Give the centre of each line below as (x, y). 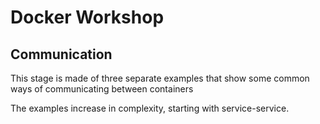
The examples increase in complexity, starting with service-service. (150, 108)
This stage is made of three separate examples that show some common (160, 78)
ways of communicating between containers (102, 89)
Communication (61, 54)
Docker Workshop (87, 17)
